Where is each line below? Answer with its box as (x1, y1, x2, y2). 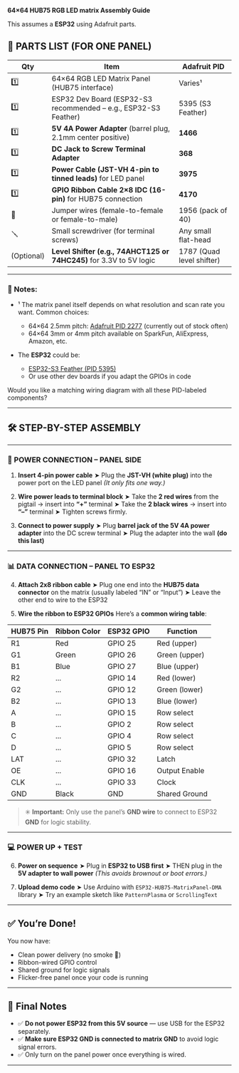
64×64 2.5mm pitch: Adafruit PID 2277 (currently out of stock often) (28, 322, 229, 331)
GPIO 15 (107, 707, 137, 717)
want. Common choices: (17, 308, 90, 316)
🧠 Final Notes (7, 1000, 68, 1012)
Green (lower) (156, 684, 203, 694)
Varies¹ (179, 78, 203, 88)
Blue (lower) (156, 696, 198, 706)
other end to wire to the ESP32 (17, 595, 108, 604)
